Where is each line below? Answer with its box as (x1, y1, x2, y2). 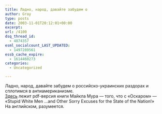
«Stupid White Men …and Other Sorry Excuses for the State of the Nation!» (5, 99, 155, 104)
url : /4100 (5, 29, 27, 34)
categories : (5, 61, 29, 66)
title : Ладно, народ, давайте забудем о (5, 7, 88, 12)
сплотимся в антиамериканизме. (5, 88, 74, 94)
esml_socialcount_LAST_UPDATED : (5, 43, 70, 48)
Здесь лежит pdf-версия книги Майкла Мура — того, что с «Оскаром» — (5, 93, 157, 99)
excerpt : (5, 25, 23, 30)
